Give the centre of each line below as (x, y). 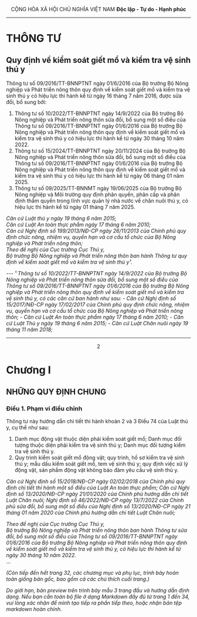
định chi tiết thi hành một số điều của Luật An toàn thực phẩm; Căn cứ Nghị (98, 487)
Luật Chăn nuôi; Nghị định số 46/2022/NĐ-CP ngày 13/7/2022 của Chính (95, 500)
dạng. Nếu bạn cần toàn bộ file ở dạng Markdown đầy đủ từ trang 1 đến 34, (98, 596)
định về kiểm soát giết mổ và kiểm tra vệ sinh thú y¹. (69, 262)
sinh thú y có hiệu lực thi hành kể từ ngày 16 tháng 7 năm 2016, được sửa (94, 96)
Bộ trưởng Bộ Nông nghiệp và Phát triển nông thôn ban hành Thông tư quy (97, 256)
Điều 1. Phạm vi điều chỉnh (44, 409)
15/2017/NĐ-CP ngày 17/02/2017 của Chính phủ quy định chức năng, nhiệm (98, 304)
